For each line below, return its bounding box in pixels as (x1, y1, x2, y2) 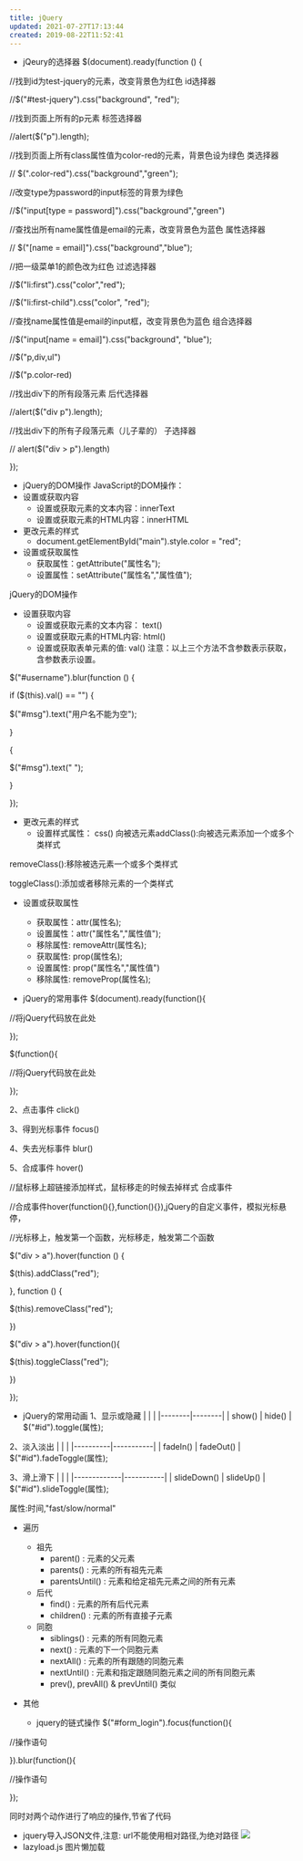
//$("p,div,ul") (9, 352, 61, 363)
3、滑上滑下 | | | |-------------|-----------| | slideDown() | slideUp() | (9, 1472, 266, 1483)
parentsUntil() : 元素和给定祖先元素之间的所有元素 (49, 1575, 237, 1587)
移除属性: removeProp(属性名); (35, 973, 152, 985)
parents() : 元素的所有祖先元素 (49, 1565, 164, 1575)
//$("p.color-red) (9, 369, 73, 380)
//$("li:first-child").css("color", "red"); (9, 297, 150, 308)
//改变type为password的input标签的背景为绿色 (9, 187, 184, 198)
